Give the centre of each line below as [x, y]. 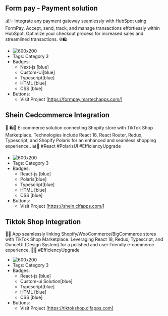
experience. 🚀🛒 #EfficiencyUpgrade [42, 250]
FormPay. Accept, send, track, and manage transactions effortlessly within [83, 28]
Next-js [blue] [34, 67]
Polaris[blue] [33, 179]
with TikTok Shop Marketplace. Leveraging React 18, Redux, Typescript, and [84, 239]
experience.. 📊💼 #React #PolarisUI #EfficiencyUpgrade [63, 146]
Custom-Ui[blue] [38, 72]
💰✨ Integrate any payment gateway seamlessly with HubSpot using [76, 21]
